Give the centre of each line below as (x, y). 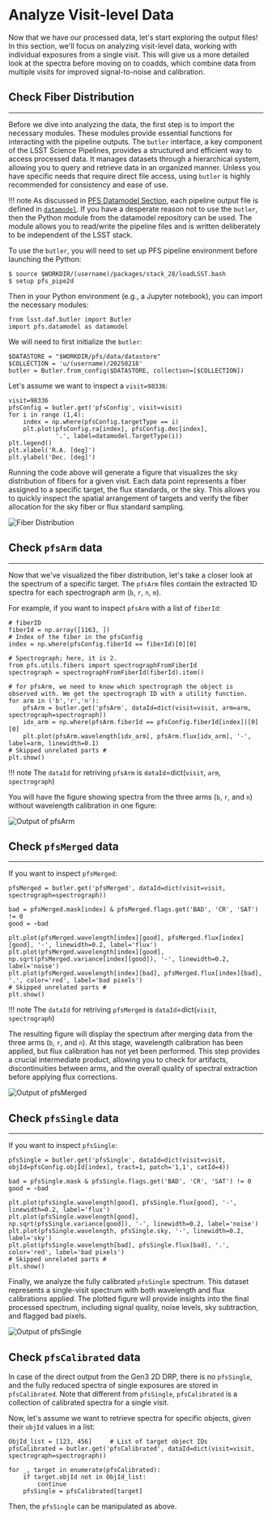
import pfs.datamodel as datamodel (68, 326)
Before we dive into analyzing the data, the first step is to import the (121, 124)
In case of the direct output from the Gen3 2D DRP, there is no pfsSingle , (130, 1376)
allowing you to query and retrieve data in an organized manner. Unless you (134, 167)
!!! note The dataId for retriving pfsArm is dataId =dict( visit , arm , (115, 772)
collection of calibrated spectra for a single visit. (89, 1402)
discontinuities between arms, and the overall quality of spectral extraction (133, 1069)
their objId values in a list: (52, 1427)
